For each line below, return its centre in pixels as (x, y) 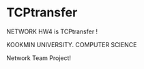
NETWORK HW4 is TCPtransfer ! (52, 31)
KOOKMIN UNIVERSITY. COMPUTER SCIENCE (72, 44)
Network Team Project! (39, 58)
